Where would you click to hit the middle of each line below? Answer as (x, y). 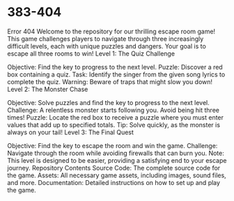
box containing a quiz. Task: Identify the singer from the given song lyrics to (116, 74)
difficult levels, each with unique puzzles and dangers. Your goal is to (107, 46)
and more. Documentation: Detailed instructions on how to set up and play (114, 182)
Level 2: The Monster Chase (48, 89)
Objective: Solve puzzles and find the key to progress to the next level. (109, 102)
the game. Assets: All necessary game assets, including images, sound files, (117, 175)
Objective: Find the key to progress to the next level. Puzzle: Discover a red (115, 67)
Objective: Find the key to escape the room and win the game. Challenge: (112, 145)
